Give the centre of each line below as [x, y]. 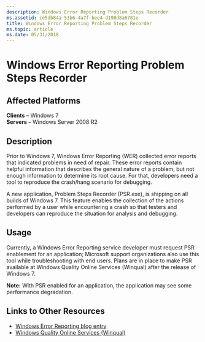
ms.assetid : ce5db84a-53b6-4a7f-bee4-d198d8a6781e [72, 18]
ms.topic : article [30, 29]
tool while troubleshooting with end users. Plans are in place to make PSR [99, 260]
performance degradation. [40, 292]
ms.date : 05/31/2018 [33, 35]
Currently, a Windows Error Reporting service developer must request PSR [101, 247]
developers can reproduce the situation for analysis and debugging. [92, 213]
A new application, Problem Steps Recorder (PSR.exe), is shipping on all [97, 194]
